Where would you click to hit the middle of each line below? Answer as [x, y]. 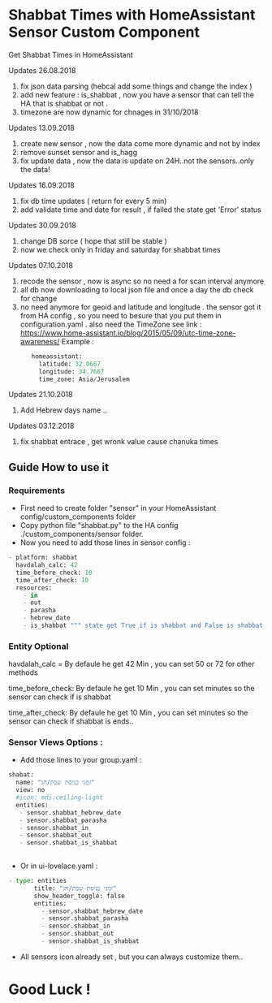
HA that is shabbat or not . [64, 103]
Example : [78, 341]
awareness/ [40, 341]
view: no [30, 790]
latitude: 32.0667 [70, 364]
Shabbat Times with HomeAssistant [132, 15]
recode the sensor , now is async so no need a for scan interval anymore [142, 281]
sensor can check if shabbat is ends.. [71, 721]
